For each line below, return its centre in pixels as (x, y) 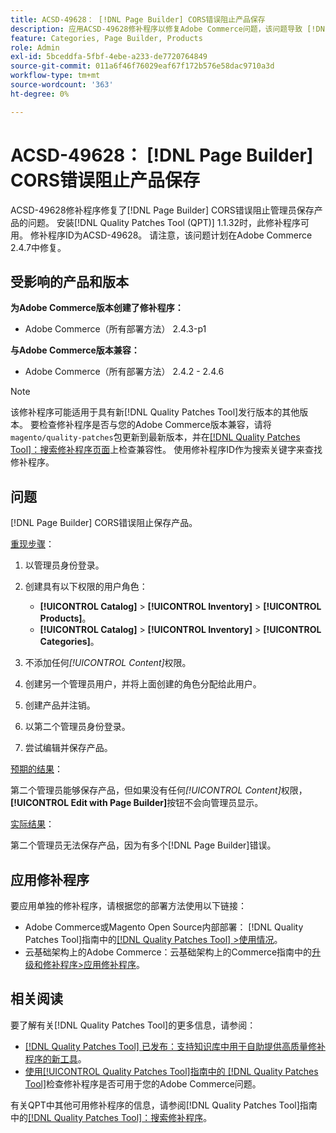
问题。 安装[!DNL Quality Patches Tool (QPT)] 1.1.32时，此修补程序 (164, 222)
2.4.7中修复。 (38, 247)
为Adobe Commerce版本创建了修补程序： (97, 308)
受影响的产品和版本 (69, 281)
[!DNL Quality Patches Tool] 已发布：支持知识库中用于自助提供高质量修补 (175, 1046)
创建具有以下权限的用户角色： (86, 587)
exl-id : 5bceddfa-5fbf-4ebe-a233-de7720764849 (109, 57)
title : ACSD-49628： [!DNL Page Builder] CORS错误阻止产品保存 (138, 19)
